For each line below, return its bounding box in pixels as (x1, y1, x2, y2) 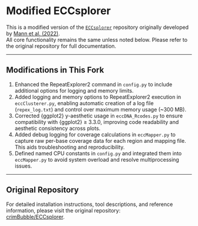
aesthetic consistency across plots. (14, 125, 101, 132)
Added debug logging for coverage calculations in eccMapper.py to (14, 131, 176, 138)
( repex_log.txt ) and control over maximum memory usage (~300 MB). (14, 106, 187, 113)
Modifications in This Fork (6, 65, 104, 75)
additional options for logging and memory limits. (14, 87, 134, 94)
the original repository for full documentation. (6, 42, 117, 50)
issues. (14, 162, 32, 169)
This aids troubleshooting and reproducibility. (14, 143, 125, 150)
